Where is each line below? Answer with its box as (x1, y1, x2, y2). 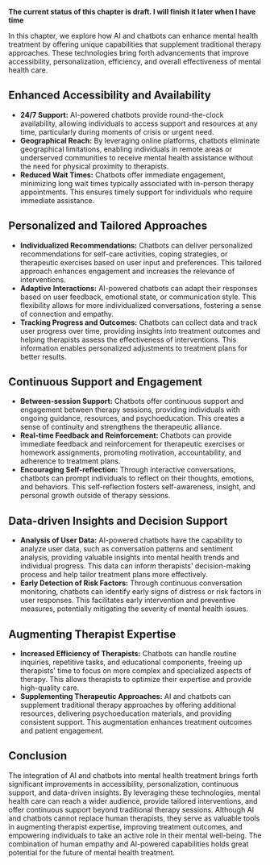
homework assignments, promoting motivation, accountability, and (19, 447, 242, 458)
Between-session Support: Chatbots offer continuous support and (19, 397, 244, 406)
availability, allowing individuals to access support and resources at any (19, 119, 258, 128)
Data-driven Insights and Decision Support (8, 514, 228, 527)
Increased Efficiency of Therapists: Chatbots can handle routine (19, 649, 237, 659)
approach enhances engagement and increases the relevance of (19, 266, 235, 276)
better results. (19, 351, 67, 361)
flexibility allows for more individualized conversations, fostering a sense (19, 300, 262, 310)
